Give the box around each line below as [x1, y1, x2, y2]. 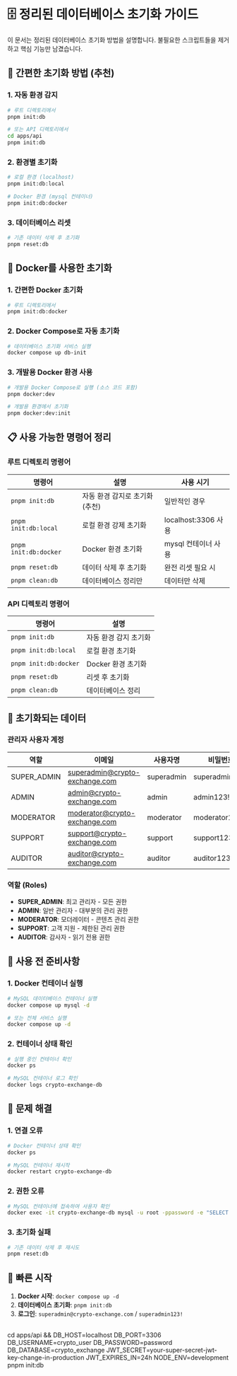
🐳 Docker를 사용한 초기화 [7, 262, 113, 274]
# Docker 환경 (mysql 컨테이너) [7, 193, 94, 200]
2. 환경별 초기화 [7, 157, 58, 167]
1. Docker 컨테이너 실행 [7, 978, 83, 988]
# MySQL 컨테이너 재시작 [7, 1162, 71, 1169]
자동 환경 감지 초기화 [86, 632, 151, 642]
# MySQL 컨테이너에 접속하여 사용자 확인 [7, 1203, 110, 1210]
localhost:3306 [164, 514, 215, 524]
